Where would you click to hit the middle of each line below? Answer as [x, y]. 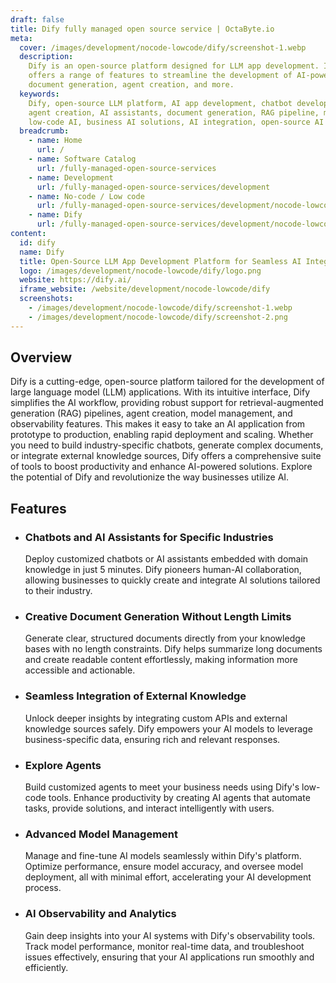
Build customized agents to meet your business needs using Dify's [162, 787]
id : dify [37, 242]
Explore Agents [63, 765]
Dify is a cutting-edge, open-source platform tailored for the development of [167, 382]
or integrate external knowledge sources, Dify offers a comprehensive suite [166, 456]
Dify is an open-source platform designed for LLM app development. [174, 66]
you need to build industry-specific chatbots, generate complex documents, [167, 445]
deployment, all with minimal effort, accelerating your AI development [168, 877]
